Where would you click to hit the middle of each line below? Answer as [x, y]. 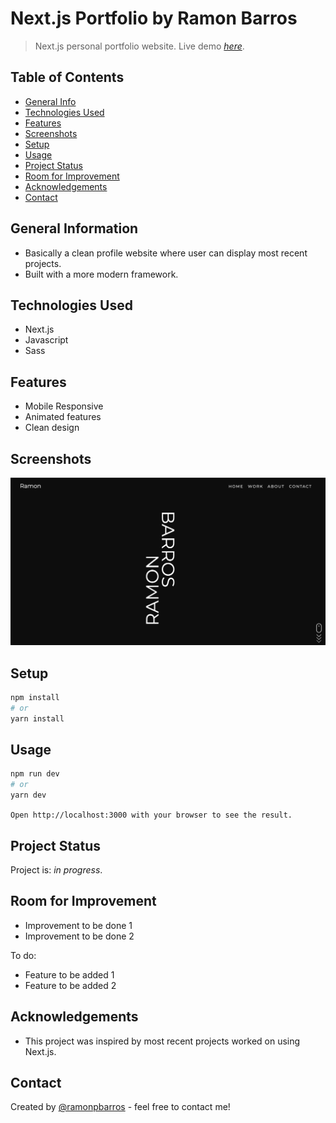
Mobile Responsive [64, 406]
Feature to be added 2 [70, 985]
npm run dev [35, 774]
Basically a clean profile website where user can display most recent [166, 253]
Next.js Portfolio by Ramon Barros [154, 18]
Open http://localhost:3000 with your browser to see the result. [151, 815]
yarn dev [28, 795]
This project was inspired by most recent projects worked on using [162, 1041]
